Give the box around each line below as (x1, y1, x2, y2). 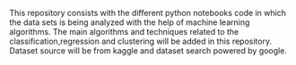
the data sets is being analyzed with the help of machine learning (9, 17, 250, 28)
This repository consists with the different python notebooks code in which (9, 8, 287, 18)
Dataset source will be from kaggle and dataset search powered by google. (9, 45, 287, 56)
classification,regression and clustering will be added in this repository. (9, 36, 272, 46)
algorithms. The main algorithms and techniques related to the (9, 27, 239, 37)
